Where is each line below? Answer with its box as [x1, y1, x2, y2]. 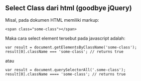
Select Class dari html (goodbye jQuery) [5, 4, 132, 12]
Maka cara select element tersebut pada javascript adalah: [5, 35, 126, 41]
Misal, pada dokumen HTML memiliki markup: [5, 17, 100, 23]
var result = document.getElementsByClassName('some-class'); [5, 44, 137, 50]
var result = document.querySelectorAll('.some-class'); [5, 67, 126, 72]
